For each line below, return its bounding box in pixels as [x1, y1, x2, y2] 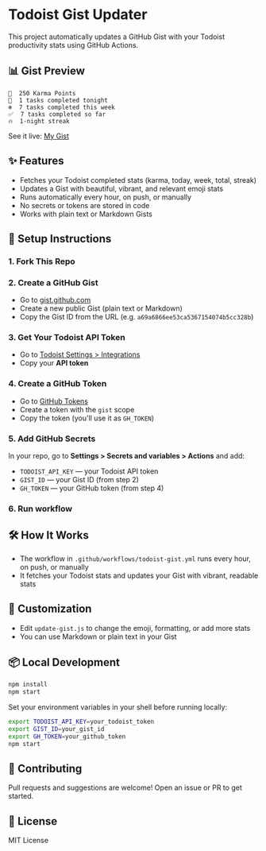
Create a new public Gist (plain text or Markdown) [19, 304, 183, 313]
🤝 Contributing [8, 762, 83, 776]
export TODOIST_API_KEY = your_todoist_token [8, 718, 155, 726]
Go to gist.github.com [19, 296, 91, 305]
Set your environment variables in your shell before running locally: [8, 702, 228, 712]
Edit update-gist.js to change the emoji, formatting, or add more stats [19, 623, 251, 632]
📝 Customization [8, 602, 92, 616]
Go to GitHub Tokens [19, 396, 89, 406]
